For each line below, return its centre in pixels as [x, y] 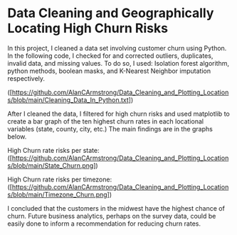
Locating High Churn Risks [88, 28]
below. [17, 136]
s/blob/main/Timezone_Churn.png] [59, 194]
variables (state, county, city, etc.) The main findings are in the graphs [110, 129]
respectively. [26, 78]
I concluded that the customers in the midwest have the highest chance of [116, 208]
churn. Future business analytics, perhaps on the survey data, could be [112, 216]
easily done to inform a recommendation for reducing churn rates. [104, 224]
